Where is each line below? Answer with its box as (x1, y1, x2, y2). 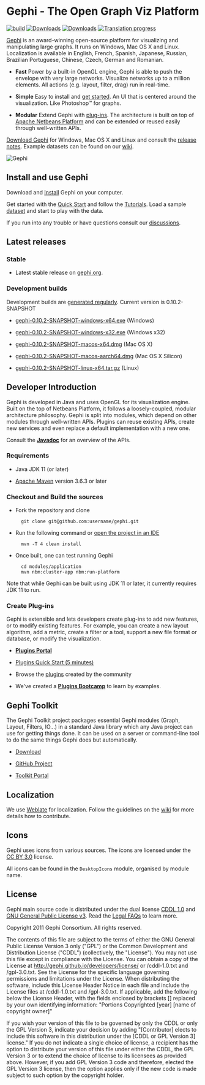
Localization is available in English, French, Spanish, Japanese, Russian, (6, 49, 188, 56)
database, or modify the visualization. (6, 635, 102, 642)
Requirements (6, 451, 50, 460)
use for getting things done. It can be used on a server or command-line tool (6, 730, 199, 737)
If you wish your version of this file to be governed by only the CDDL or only (6, 1019, 198, 1027)
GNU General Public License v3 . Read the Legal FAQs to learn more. (6, 912, 178, 919)
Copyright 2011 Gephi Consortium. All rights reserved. (6, 924, 142, 931)
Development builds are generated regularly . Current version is (6, 298, 165, 305)
